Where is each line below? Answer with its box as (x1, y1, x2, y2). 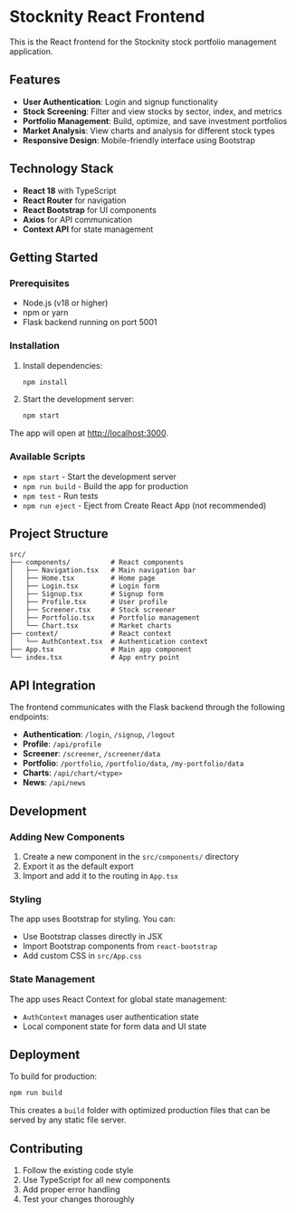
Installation (9, 340, 61, 352)
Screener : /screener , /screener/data (22, 748, 161, 759)
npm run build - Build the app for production (22, 480, 188, 491)
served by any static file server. (9, 1114, 127, 1125)
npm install (22, 378, 68, 387)
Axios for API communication (22, 214, 133, 225)
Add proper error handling (22, 1184, 120, 1195)
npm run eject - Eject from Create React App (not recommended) (22, 500, 267, 511)
